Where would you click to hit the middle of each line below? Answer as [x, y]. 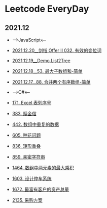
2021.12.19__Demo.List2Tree [41, 61]
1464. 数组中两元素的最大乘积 [43, 168]
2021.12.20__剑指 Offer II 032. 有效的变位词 [57, 50]
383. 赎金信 [24, 113]
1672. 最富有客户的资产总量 [41, 189]
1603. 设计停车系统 [32, 178]
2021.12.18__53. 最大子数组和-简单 [47, 71]
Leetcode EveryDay [47, 9]
